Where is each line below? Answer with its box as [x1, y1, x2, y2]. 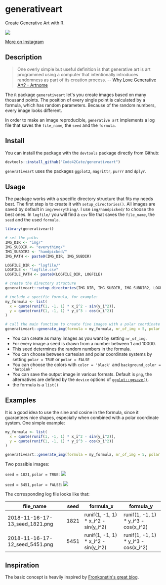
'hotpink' [12, 367, 33, 372]
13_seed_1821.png [7, 521, 53, 528]
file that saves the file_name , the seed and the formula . [5, 122, 116, 128]
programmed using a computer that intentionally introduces [17, 71, 138, 77]
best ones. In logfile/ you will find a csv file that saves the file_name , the [5, 212, 155, 217]
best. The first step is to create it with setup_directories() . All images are [5, 201, 156, 207]
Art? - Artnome [17, 82, 48, 88]
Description [5, 53, 42, 61]
